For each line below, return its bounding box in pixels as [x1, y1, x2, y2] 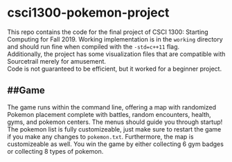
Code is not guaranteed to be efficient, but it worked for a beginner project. [7, 64, 222, 73]
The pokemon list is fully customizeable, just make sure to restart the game [7, 125, 222, 133]
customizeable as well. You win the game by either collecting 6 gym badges [7, 140, 224, 148]
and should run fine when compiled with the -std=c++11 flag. [7, 42, 180, 51]
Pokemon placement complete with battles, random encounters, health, [7, 110, 211, 118]
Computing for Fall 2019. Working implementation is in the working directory [7, 35, 223, 43]
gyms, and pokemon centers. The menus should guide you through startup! [7, 118, 223, 126]
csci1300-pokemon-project [7, 5, 170, 21]
